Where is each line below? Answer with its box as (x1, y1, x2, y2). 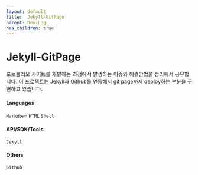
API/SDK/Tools (6, 126, 44, 133)
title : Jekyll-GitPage (6, 14, 65, 20)
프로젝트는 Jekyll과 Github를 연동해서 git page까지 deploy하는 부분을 (24, 78, 186, 85)
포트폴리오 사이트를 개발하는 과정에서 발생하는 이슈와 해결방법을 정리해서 (6, 71, 174, 78)
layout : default (6, 8, 46, 15)
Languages (6, 99, 34, 106)
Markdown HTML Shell (6, 113, 54, 120)
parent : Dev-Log (6, 19, 46, 25)
